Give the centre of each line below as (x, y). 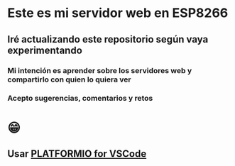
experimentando (45, 50)
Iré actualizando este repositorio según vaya (108, 39)
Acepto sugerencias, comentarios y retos (80, 99)
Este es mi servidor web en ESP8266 (118, 13)
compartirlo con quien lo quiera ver (69, 79)
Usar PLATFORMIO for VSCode (77, 154)
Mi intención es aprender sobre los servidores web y (100, 70)
